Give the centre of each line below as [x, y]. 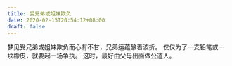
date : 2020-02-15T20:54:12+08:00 [56, 20]
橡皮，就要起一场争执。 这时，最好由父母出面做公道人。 [94, 56]
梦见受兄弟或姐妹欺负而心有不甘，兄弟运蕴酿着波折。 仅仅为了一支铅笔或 [113, 47]
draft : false [26, 26]
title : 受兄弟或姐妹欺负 [39, 14]
